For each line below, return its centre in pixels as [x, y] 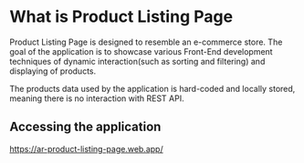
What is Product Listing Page [121, 17]
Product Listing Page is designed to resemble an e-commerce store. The [146, 42]
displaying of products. [53, 71]
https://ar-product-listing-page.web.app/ [86, 148]
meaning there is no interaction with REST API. [97, 98]
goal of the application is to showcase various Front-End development [141, 51]
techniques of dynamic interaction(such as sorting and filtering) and [137, 61]
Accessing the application [85, 127]
